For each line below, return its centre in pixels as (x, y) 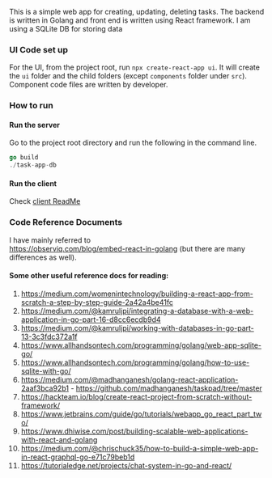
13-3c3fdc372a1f (49, 336)
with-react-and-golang (59, 439)
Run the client (33, 183)
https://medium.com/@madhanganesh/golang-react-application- (130, 379)
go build (24, 158)
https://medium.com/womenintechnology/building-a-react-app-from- (137, 294)
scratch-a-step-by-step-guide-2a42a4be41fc (97, 302)
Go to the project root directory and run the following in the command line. (133, 143)
